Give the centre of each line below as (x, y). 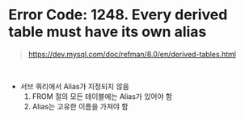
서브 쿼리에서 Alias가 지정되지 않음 (74, 86)
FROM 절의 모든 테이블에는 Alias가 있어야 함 (102, 96)
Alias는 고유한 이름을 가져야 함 (80, 106)
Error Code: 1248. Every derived (118, 15)
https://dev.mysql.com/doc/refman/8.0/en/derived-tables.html (132, 54)
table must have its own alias (108, 32)
